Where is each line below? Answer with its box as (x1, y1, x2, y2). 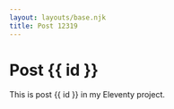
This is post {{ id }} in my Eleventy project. (9, 89, 166, 100)
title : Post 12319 (9, 21, 78, 30)
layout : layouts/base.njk (9, 13, 106, 22)
